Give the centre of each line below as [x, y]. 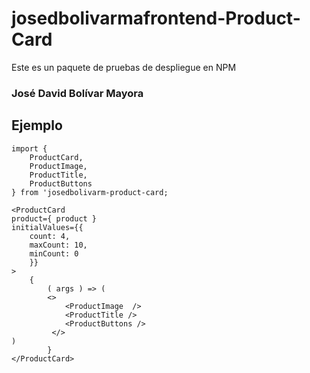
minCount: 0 [54, 253]
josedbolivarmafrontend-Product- [156, 18]
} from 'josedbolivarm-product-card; [90, 192]
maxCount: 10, [58, 245]
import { [29, 148]
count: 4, [50, 236]
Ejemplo [37, 125]
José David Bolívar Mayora [77, 93]
